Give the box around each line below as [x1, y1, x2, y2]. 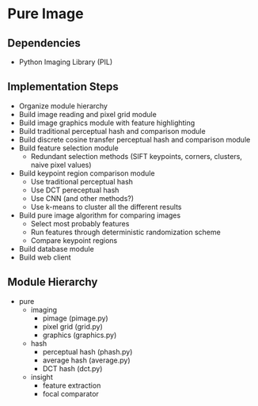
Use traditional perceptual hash [30, 176, 134, 186]
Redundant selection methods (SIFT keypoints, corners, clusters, [30, 151, 243, 161]
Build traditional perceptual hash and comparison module [18, 126, 207, 135]
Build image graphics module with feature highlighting [18, 118, 195, 127]
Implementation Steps [7, 80, 120, 93]
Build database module [18, 244, 94, 253]
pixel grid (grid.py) [42, 321, 104, 331]
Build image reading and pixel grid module [18, 109, 157, 119]
